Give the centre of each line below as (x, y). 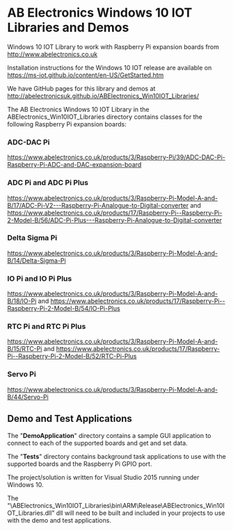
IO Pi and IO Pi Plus (40, 278)
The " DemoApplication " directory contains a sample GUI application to (109, 435)
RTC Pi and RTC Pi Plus (47, 327)
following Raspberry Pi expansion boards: (67, 124)
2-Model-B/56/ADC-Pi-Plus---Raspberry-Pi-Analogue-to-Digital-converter (115, 220)
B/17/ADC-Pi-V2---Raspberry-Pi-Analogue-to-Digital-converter (98, 205)
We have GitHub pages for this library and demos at (81, 88)
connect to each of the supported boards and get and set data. (97, 443)
